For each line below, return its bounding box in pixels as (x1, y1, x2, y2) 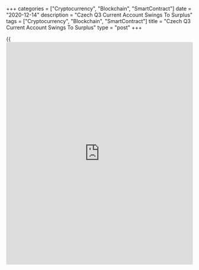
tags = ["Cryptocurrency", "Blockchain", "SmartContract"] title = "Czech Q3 (6, 18, 191, 24)
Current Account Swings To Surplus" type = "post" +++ (6, 24, 142, 31)
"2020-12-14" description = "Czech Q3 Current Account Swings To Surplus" (6, 11, 193, 18)
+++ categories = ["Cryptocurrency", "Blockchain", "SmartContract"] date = (6, 5, 192, 12)
